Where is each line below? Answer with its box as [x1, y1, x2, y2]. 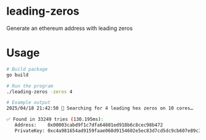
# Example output [6, 100, 51, 106]
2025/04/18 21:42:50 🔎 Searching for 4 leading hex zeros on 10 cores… [6, 105, 193, 111]
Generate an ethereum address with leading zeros [6, 24, 133, 32]
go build [6, 72, 29, 78]
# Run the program [6, 83, 53, 89]
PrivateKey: [14, 127, 45, 134]
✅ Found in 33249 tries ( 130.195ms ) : [6, 116, 104, 123]
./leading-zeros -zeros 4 [6, 89, 72, 95]
